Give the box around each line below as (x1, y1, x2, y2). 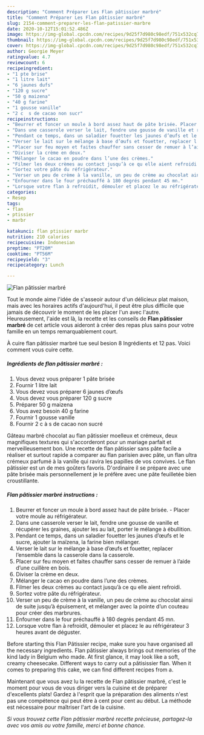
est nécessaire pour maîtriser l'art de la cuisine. (7, 703, 126, 711)
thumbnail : (7, 37, 35, 43)
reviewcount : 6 (7, 59, 45, 65)
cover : (7, 43, 24, 49)
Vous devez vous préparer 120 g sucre (15, 394, 113, 402)
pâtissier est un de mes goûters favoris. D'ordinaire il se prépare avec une (7, 464, 191, 471)
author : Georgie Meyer (7, 48, 64, 55)
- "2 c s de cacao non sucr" (7, 110, 84, 116)
